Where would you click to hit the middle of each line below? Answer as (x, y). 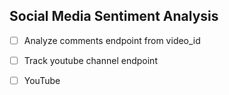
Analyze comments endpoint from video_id (112, 40)
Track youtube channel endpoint (90, 60)
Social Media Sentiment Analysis (114, 16)
